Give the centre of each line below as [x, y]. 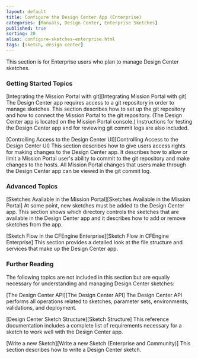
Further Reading [30, 264]
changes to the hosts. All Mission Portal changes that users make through [96, 165]
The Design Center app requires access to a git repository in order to [90, 103]
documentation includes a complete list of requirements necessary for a [94, 325]
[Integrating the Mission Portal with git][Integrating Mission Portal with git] [96, 96]
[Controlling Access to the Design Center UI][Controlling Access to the [92, 140]
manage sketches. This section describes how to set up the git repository [96, 109]
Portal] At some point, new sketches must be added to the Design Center [95, 206]
